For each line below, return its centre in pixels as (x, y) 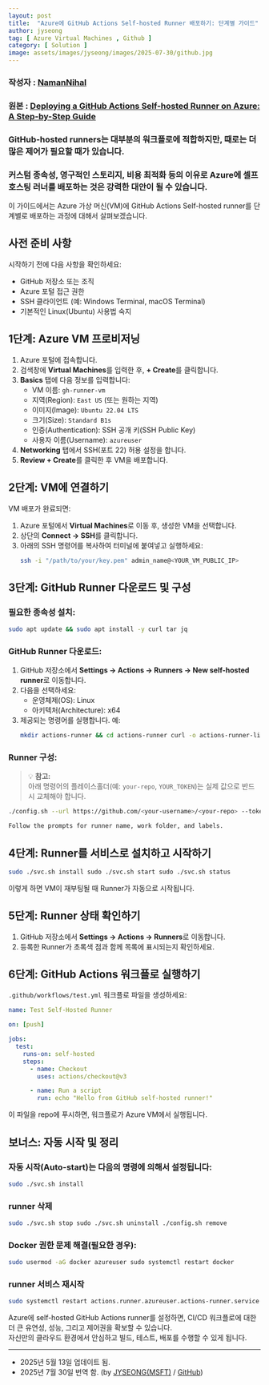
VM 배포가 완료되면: (40, 508)
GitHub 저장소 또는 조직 (57, 281)
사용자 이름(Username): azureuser (87, 440)
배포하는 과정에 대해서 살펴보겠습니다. (88, 216)
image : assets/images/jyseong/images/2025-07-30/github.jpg (111, 53)
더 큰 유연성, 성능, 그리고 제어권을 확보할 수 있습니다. (90, 1328)
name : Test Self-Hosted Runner (60, 1010)
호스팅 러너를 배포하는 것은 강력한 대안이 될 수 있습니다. (108, 187)
